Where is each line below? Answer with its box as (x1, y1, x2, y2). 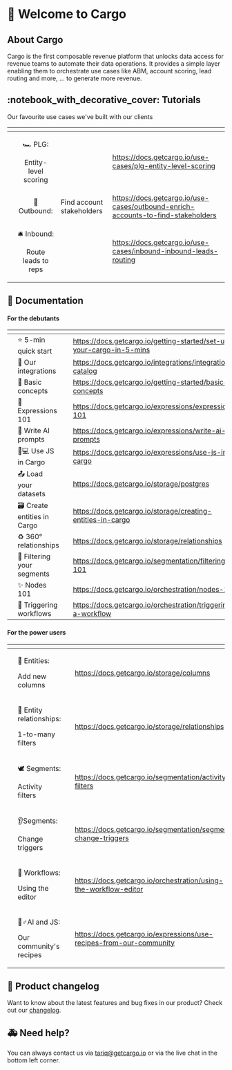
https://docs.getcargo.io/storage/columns (75, 668, 211, 678)
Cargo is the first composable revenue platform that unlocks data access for (7, 52, 224, 60)
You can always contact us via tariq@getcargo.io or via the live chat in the (7, 1049, 217, 1058)
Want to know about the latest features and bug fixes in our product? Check (7, 999, 223, 1007)
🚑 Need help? (7, 1027, 70, 1039)
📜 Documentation (7, 295, 84, 307)
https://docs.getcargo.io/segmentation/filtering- (72, 556, 230, 566)
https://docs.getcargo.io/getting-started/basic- (72, 377, 229, 387)
